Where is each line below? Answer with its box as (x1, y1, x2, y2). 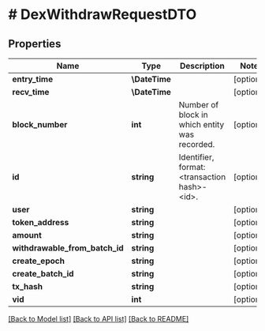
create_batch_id (12, 269, 74, 279)
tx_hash (12, 281, 43, 292)
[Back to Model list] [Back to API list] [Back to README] (8, 314, 189, 323)
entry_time (12, 73, 54, 85)
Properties (8, 37, 62, 51)
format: (178, 162, 206, 172)
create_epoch (12, 255, 65, 266)
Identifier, (178, 152, 215, 163)
